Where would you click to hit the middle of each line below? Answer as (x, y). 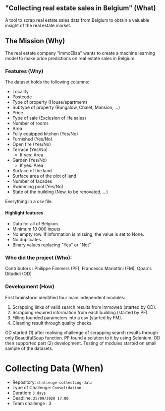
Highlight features (24, 212)
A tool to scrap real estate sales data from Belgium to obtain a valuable (77, 20)
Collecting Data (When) (55, 368)
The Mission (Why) (35, 41)
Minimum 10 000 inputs (36, 229)
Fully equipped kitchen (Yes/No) (45, 134)
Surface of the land (32, 170)
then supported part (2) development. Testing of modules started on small (81, 343)
